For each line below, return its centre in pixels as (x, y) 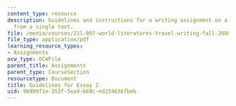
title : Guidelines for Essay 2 (53, 85)
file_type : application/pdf (48, 40)
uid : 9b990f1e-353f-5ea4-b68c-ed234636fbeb (72, 91)
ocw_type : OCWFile (34, 59)
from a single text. (44, 26)
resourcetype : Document (42, 78)
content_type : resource (42, 14)
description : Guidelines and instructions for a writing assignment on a (118, 20)
